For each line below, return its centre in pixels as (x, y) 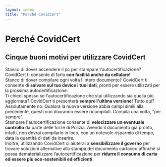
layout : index (20, 10)
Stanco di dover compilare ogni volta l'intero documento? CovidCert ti (76, 80)
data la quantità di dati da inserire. (40, 138)
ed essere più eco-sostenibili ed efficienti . (50, 159)
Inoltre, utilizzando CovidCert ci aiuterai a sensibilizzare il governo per (78, 143)
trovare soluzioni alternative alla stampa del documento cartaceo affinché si (83, 148)
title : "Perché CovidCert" (33, 14)
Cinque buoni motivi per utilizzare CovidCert (75, 57)
